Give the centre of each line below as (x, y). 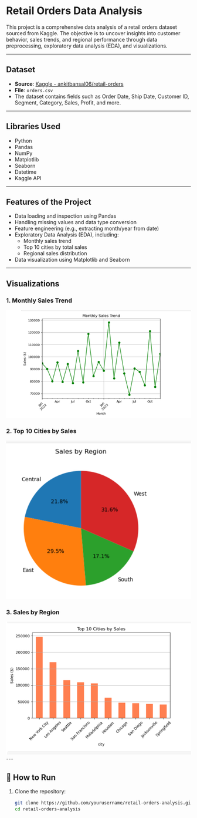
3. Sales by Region (33, 612)
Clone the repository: (40, 792)
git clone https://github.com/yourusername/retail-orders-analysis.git (104, 803)
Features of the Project (49, 202)
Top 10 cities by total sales (55, 247)
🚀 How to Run (31, 777)
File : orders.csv (34, 90)
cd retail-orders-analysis (47, 809)
